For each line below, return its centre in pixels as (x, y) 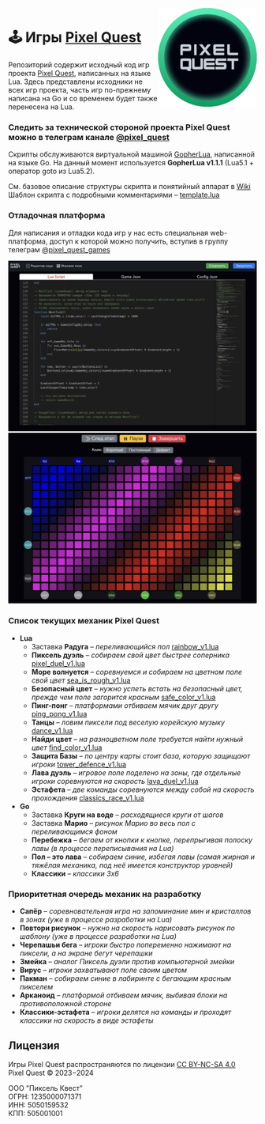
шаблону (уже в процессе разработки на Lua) (98, 937)
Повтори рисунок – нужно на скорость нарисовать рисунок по (127, 928)
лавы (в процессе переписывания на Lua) (103, 848)
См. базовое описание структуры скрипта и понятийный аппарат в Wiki (129, 187)
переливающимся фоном (75, 831)
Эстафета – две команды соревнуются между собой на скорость (143, 789)
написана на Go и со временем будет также (83, 98)
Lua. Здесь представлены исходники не (76, 81)
